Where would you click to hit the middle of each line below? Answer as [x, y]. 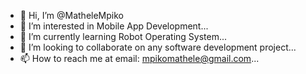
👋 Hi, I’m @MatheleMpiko [71, 15]
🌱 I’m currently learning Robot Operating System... [123, 36]
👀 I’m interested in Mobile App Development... [114, 26]
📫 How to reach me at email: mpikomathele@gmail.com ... [139, 58]
